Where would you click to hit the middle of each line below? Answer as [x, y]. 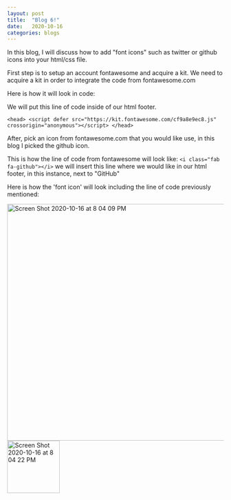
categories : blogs [33, 33]
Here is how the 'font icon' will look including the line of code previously [109, 187]
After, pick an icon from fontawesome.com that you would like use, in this [111, 138]
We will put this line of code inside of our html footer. [82, 107]
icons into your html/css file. [47, 60]
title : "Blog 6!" [33, 20]
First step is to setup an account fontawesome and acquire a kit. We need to [115, 73]
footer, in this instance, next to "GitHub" [64, 174]
